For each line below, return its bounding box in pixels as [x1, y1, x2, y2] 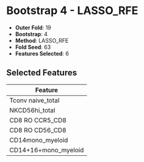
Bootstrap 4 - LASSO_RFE [6, 4, 139, 18]
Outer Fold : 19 [15, 24, 52, 31]
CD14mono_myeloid [9, 136, 68, 144]
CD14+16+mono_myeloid [9, 145, 84, 154]
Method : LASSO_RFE [15, 37, 69, 44]
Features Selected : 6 [15, 50, 69, 57]
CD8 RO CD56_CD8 [9, 126, 67, 134]
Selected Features [6, 68, 77, 78]
